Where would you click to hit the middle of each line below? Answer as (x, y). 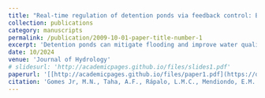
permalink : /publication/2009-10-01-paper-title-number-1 (105, 38)
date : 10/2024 (32, 52)
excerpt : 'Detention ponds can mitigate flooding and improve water (123, 45)
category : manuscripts (45, 30)
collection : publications (50, 23)
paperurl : (24, 74)
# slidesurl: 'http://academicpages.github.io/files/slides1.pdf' (119, 67)
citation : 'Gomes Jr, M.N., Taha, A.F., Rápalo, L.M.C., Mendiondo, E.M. (132, 81)
